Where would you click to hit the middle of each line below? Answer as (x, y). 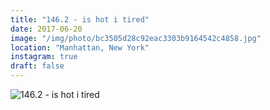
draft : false (37, 66)
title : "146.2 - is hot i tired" (80, 19)
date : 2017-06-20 (46, 29)
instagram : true (44, 57)
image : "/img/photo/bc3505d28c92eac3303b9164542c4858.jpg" (136, 38)
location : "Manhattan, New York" (80, 47)
